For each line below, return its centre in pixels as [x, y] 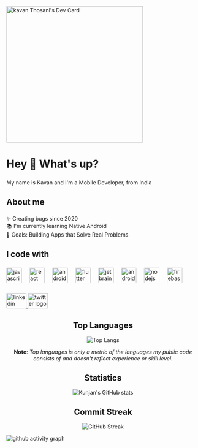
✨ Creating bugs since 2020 [42, 219]
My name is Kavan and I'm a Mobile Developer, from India [79, 183]
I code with [28, 254]
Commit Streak [103, 412]
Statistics [103, 378]
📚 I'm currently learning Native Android [57, 226]
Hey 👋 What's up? [53, 164]
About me [25, 202]
